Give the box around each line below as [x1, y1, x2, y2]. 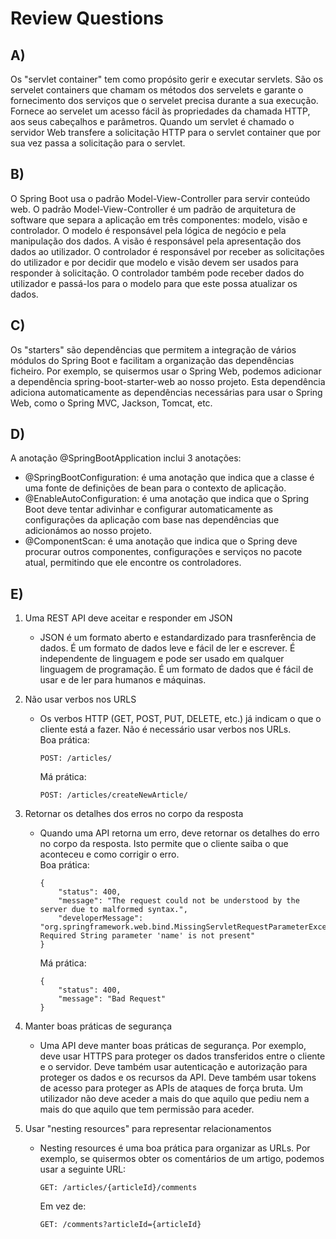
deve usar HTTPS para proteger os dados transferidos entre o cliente [39, 1050, 326, 1062]
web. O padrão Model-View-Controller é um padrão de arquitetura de [10, 203, 297, 215]
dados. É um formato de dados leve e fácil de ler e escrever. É [39, 642, 296, 654]
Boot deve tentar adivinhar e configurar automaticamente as [24, 503, 273, 516]
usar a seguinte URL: [39, 1163, 127, 1176]
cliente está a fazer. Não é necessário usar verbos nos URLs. [39, 723, 292, 736]
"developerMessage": [58, 913, 144, 924]
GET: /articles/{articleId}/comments [39, 1183, 198, 1193]
